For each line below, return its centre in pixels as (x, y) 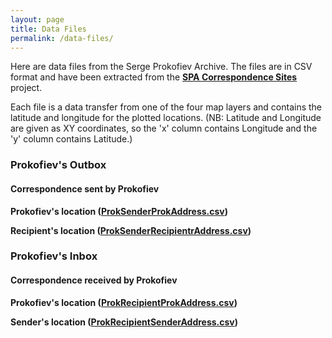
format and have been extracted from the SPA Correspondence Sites (154, 77)
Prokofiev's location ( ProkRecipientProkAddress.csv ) (124, 302)
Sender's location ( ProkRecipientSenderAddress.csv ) (124, 322)
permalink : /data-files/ (62, 38)
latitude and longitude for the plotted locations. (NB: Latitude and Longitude (166, 118)
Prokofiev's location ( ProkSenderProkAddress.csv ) (119, 211)
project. (26, 88)
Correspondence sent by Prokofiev (85, 188)
